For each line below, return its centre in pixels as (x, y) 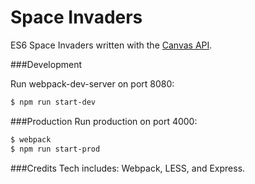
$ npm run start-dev (53, 102)
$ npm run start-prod (55, 149)
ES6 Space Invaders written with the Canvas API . (111, 45)
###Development (46, 64)
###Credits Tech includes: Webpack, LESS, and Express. (128, 168)
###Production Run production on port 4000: (104, 121)
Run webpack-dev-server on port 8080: (92, 83)
